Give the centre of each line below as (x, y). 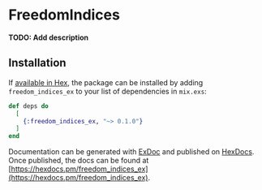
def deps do (28, 106)
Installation (37, 63)
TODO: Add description (49, 37)
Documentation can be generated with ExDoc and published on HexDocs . (131, 152)
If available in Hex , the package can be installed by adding (106, 82)
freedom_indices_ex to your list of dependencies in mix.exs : (107, 91)
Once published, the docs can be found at (79, 161)
